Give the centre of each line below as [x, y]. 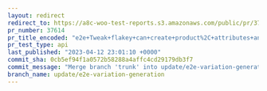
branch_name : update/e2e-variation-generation [86, 74]
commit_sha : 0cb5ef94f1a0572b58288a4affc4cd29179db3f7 [100, 60]
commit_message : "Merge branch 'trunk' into [82, 67]
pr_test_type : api [38, 45]
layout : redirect [36, 15]
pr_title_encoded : [38, 38]
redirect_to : [29, 23]
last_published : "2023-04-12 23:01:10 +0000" [84, 52]
